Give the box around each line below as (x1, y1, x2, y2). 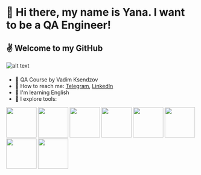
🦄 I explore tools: (14, 95, 57, 102)
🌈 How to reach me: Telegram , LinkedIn (14, 82, 113, 89)
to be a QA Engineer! (6, 18, 112, 32)
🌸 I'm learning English (14, 89, 69, 96)
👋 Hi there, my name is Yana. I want (6, 5, 185, 19)
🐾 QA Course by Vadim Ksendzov (14, 75, 98, 83)
